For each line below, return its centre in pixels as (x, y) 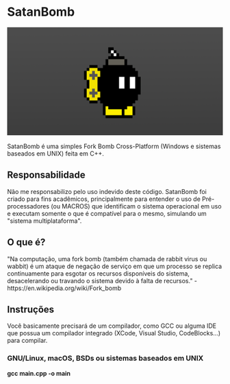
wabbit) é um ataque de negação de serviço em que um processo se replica (115, 266)
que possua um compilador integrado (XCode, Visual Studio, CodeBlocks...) (114, 333)
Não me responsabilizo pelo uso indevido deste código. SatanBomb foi (107, 191)
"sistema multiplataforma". (44, 221)
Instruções (31, 309)
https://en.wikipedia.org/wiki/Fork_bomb (64, 288)
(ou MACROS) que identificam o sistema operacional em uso (136, 206)
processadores (28, 206)
